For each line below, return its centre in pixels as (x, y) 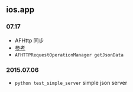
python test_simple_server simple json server (71, 83)
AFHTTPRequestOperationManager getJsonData (69, 55)
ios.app (20, 10)
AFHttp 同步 (29, 40)
